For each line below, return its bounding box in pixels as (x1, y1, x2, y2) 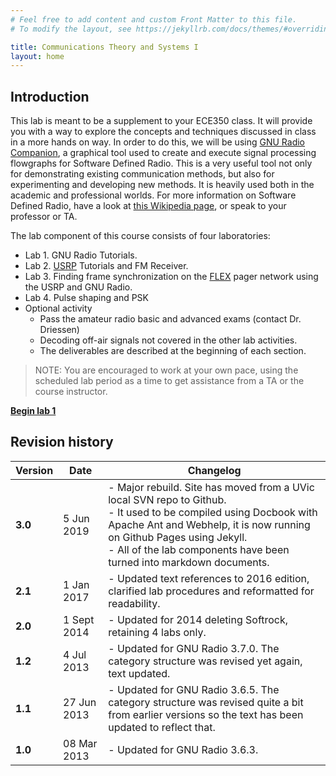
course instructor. (34, 386, 108, 398)
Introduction (10, 88, 90, 105)
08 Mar (63, 736, 98, 750)
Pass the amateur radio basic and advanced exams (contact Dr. (39, 313, 302, 325)
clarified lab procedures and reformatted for (108, 584, 315, 598)
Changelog (187, 463, 242, 477)
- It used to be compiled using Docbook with (108, 505, 318, 519)
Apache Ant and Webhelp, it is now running (108, 517, 311, 531)
